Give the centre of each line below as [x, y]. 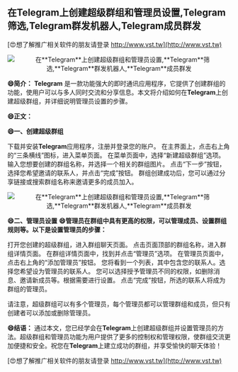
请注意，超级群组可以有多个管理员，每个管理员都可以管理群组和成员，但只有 [119, 304]
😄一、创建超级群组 [35, 131]
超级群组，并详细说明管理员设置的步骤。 [72, 101]
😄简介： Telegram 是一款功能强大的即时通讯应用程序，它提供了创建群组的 [117, 83]
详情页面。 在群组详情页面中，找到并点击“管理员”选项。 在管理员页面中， [120, 253]
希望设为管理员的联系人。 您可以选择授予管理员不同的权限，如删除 [117, 271]
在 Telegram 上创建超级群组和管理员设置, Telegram [117, 13]
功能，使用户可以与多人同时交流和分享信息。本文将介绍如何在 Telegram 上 [114, 92]
